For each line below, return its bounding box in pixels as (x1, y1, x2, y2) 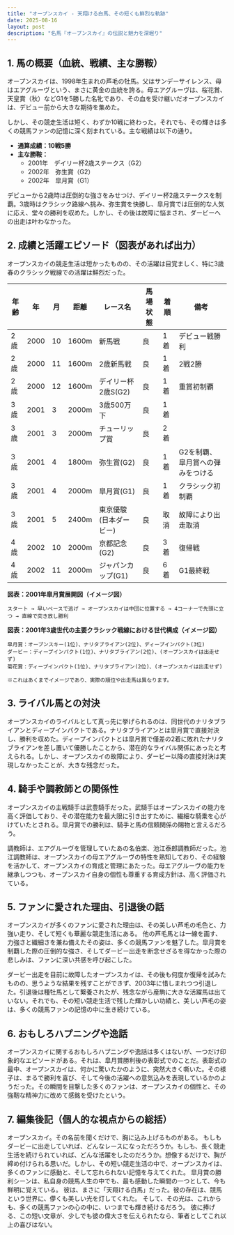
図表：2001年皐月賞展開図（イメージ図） (7, 590, 126, 598)
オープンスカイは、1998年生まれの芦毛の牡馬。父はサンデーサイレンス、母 (7, 77, 222, 86)
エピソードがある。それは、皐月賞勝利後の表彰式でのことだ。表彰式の (25, 1057, 227, 1065)
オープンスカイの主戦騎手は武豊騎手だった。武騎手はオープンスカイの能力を (7, 803, 226, 811)
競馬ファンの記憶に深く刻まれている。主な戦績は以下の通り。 (19, 127, 196, 135)
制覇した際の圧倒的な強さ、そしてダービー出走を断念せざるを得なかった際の (7, 947, 227, 956)
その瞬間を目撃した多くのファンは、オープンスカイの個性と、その (37, 1082, 226, 1091)
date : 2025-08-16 (7, 17, 58, 24)
